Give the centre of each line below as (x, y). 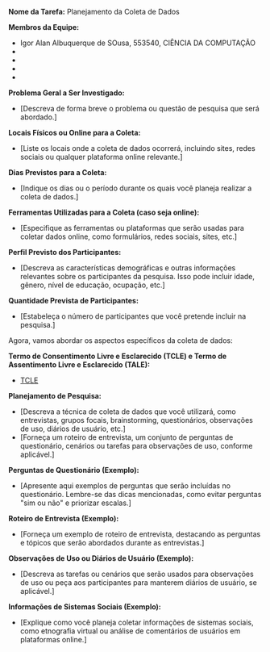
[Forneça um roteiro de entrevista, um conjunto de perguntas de (127, 437)
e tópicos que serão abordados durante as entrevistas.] (112, 543)
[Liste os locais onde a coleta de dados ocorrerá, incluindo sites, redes (137, 148)
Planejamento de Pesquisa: (55, 396)
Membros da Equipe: (44, 27)
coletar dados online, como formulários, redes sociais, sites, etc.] (129, 236)
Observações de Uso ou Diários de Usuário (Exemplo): (101, 558)
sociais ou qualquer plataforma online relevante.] (101, 157)
